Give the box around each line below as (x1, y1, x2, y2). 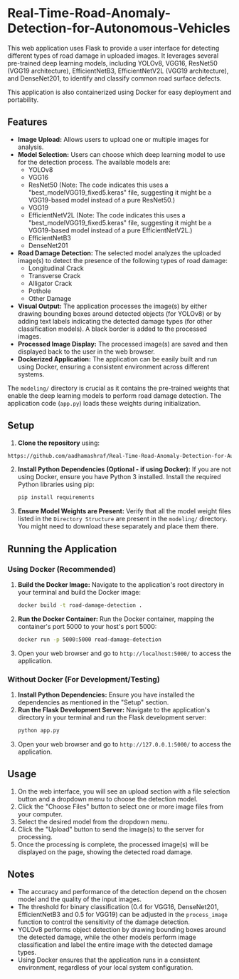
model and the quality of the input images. (17, 895, 142, 903)
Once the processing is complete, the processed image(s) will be (17, 840, 208, 849)
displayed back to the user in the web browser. (17, 347, 155, 356)
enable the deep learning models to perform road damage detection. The (7, 391, 222, 400)
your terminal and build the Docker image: (17, 588, 141, 596)
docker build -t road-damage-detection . (17, 602, 143, 609)
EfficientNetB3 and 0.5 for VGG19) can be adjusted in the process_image (17, 910, 228, 918)
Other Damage (28, 294, 72, 302)
